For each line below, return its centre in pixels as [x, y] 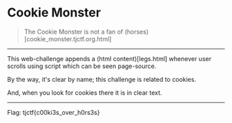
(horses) [137, 32]
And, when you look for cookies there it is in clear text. [85, 92]
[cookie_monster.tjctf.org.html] [68, 38]
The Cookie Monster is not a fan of [74, 32]
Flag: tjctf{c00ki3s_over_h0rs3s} [54, 112]
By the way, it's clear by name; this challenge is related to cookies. [102, 79]
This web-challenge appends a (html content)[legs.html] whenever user [109, 58]
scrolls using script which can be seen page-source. [82, 66]
